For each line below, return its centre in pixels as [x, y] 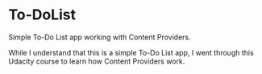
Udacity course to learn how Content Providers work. [97, 61]
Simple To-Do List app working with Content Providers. [100, 37]
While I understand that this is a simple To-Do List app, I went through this [131, 52]
